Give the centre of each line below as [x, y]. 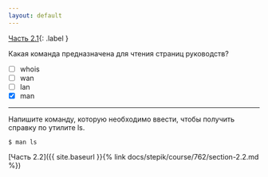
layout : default [35, 15]
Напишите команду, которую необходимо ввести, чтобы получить [122, 119]
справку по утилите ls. [47, 127]
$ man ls [23, 142]
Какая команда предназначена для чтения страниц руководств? [118, 53]
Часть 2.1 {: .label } [39, 38]
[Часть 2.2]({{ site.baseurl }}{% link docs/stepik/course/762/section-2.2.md [134, 156]
